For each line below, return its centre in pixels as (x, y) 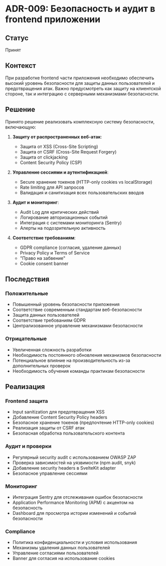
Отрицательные (26, 339)
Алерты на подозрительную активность (63, 228)
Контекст (21, 66)
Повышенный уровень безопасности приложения (66, 305)
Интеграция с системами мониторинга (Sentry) (71, 223)
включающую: (21, 127)
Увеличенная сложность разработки (52, 350)
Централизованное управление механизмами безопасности (77, 326)
